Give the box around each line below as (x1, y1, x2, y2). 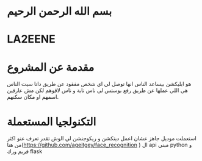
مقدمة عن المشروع (7, 60, 95, 74)
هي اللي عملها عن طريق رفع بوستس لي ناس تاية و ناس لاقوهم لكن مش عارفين (7, 87, 188, 94)
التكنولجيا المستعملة (7, 115, 96, 129)
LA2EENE (7, 32, 56, 46)
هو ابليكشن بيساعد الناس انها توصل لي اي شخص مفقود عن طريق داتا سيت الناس (7, 80, 192, 88)
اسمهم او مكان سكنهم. (7, 93, 59, 101)
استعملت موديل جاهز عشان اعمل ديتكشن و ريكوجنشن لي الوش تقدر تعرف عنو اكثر (7, 135, 197, 142)
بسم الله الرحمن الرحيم (7, 4, 112, 18)
